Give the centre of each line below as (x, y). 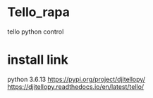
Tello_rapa (39, 12)
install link (38, 60)
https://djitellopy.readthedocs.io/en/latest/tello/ (76, 86)
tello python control (36, 31)
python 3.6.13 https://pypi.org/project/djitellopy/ (76, 79)
